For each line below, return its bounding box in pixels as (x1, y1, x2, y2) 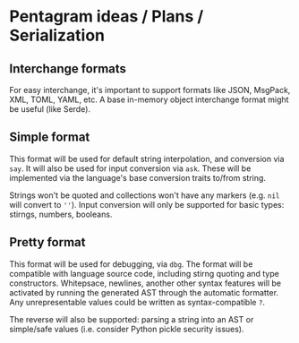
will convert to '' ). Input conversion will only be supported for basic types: (9, 199, 285, 210)
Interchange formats (9, 61, 127, 76)
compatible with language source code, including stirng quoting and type (9, 268, 279, 279)
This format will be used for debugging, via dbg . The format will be (9, 258, 253, 270)
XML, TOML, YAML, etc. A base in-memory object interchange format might (9, 94, 289, 105)
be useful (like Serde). (9, 104, 91, 114)
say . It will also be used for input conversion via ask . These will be (9, 163, 252, 174)
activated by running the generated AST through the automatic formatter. (9, 287, 279, 297)
